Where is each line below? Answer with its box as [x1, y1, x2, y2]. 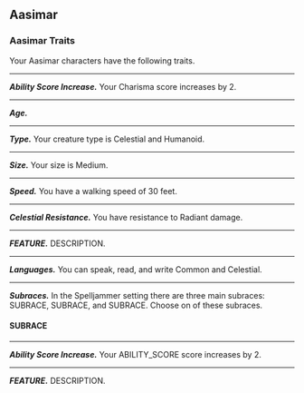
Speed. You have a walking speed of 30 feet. [9, 185, 178, 196]
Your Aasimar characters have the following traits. [9, 54, 195, 66]
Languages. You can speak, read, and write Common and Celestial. [9, 263, 262, 275]
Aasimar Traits [9, 34, 75, 47]
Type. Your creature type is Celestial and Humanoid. [9, 133, 205, 144]
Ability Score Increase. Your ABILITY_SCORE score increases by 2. [9, 349, 262, 359]
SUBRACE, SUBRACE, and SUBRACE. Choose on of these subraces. [9, 300, 263, 310]
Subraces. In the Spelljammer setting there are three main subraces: [9, 290, 265, 300]
